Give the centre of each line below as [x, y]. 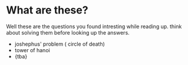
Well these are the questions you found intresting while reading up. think [94, 26]
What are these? [47, 10]
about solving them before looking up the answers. [68, 32]
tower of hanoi [32, 50]
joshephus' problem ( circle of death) [60, 44]
